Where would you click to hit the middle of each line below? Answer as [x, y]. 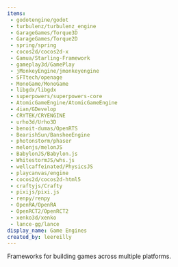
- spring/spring [33, 45]
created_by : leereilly [39, 237]
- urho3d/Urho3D [33, 122]
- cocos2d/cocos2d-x [39, 52]
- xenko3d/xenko [33, 218]
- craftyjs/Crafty [36, 186]
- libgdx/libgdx [33, 90]
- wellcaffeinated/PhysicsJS [52, 166]
